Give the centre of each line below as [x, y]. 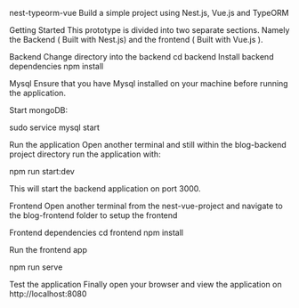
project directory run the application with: [85, 154]
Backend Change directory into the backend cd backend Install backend [141, 57]
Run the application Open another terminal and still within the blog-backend [148, 145]
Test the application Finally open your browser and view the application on [145, 284]
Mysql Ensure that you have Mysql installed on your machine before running [149, 83]
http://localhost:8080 [48, 294]
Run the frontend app [48, 250]
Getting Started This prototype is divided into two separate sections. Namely [149, 30]
